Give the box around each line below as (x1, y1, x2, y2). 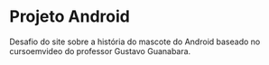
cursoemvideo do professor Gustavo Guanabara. (9, 45, 191, 56)
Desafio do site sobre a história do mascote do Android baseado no (9, 36, 261, 47)
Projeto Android (9, 6, 131, 27)
